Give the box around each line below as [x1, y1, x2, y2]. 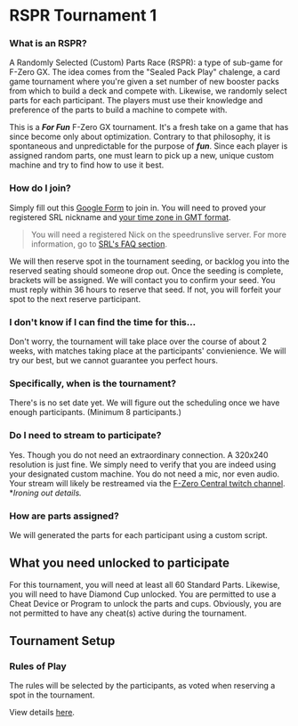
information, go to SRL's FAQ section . [30, 238, 167, 249]
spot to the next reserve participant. [9, 293, 141, 304]
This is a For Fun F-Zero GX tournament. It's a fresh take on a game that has [9, 122, 289, 133]
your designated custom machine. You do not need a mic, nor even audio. [9, 469, 280, 479]
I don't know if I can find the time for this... [9, 315, 197, 328]
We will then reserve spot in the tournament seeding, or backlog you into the [9, 256, 290, 266]
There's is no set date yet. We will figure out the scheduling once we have [9, 397, 280, 408]
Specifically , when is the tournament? [9, 378, 177, 389]
